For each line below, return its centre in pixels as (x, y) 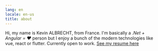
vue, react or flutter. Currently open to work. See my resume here (72, 44)
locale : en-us (20, 14)
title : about (19, 19)
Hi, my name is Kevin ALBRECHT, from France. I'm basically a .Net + (75, 33)
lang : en (14, 10)
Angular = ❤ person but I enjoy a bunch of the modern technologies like (79, 38)
